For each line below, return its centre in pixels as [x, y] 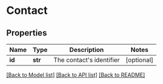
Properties [27, 33]
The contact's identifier [87, 60]
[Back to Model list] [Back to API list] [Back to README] [76, 75]
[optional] [139, 60]
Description [87, 50]
